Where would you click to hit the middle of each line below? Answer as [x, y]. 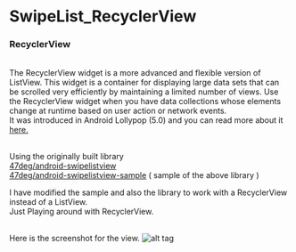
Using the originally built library [67, 157]
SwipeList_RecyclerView [103, 16]
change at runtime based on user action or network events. [118, 111]
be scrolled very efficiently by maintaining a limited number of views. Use [144, 92]
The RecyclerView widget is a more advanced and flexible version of [135, 73]
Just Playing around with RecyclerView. [82, 212]
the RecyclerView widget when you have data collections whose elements [145, 102]
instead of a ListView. [49, 202]
